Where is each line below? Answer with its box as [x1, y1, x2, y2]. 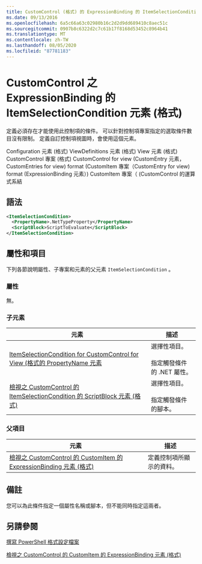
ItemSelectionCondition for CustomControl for [9, 350, 139, 359]
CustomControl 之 [6, 76, 98, 89]
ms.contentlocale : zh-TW [6, 37, 69, 43]
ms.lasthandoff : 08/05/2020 [6, 43, 77, 49]
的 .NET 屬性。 [151, 368, 192, 376]
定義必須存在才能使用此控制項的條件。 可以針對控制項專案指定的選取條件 [6, 127, 187, 135]
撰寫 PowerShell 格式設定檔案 [6, 538, 79, 546]
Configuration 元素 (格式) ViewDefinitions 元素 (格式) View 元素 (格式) [6, 147, 178, 154]
